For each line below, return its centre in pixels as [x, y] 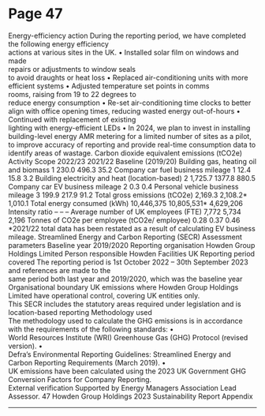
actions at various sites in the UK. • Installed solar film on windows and [123, 52]
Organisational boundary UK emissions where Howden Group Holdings [123, 287]
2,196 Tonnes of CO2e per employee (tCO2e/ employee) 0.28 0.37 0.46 [124, 220]
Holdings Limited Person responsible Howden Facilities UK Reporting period [131, 253]
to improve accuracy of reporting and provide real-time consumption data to [132, 144]
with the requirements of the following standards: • [91, 329]
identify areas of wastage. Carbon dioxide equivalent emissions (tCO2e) [125, 153]
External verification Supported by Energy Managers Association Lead [122, 388]
